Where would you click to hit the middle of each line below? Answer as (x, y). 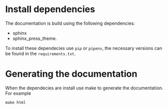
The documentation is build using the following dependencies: (70, 23)
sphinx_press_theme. (35, 38)
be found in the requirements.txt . (40, 53)
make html (16, 102)
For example (18, 93)
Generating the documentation (71, 74)
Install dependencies (50, 9)
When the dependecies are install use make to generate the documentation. (84, 88)
